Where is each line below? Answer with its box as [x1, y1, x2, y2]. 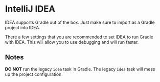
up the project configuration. [5, 71, 63, 77]
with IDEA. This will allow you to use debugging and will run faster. [5, 39, 139, 45]
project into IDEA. [5, 24, 41, 30]
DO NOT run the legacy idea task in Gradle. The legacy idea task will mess [5, 66, 155, 72]
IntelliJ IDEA [5, 3, 55, 15]
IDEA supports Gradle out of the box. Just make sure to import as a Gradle [5, 19, 155, 25]
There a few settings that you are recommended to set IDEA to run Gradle [5, 34, 153, 40]
